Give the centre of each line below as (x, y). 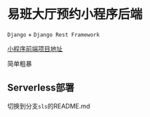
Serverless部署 (41, 88)
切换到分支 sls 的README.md (49, 106)
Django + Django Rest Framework (54, 34)
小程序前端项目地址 (35, 48)
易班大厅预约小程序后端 (75, 14)
